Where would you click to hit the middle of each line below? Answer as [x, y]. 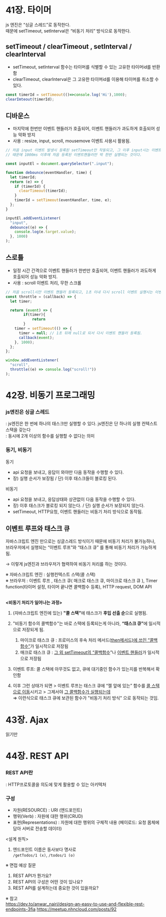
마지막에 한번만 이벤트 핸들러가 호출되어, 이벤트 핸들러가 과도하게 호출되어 [84, 129]
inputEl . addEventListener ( [33, 218]
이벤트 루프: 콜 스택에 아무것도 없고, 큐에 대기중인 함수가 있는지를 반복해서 [83, 669]
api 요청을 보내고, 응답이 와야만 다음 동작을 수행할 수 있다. [68, 472]
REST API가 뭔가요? [32, 876]
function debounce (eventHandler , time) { [49, 172]
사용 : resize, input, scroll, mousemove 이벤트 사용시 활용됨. [72, 141]
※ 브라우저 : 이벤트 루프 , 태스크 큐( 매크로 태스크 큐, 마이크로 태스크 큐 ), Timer [82, 581]
